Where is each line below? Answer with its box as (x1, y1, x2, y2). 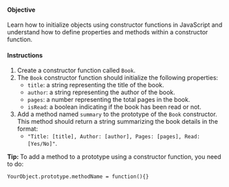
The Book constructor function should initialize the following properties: (17, 74, 219, 82)
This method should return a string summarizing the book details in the (17, 118, 219, 126)
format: (17, 124, 39, 133)
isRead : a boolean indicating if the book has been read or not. (27, 103, 201, 111)
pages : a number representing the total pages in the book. (27, 96, 190, 104)
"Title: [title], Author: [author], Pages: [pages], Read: (27, 133, 201, 140)
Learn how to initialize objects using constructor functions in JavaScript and (7, 21, 223, 29)
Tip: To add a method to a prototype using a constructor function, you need (7, 153, 221, 161)
